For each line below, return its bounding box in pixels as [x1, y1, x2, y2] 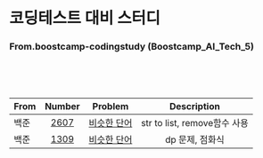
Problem [92, 100, 129, 113]
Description [168, 100, 220, 113]
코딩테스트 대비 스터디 [9, 8, 160, 28]
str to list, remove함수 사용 [141, 117, 249, 130]
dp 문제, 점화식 [164, 134, 225, 146]
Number [44, 100, 80, 113]
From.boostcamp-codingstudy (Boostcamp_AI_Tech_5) [9, 41, 254, 53]
